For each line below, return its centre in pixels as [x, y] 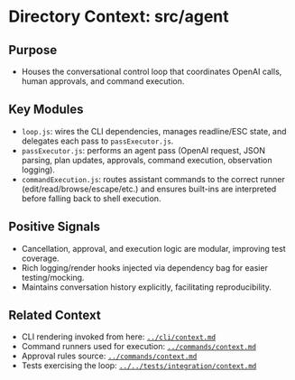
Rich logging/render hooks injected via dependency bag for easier [144, 267]
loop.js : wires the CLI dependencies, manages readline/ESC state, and [154, 131]
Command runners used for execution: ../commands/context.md [138, 347]
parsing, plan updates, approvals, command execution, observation [147, 160]
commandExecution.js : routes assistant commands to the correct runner [153, 179]
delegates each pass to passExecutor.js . [97, 141]
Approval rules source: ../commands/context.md [109, 356]
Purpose [33, 50]
